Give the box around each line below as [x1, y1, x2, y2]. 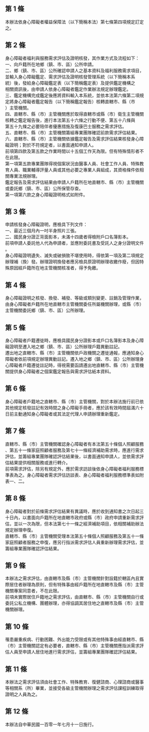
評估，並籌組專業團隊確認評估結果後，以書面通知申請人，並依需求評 [5, 453, 144, 459]
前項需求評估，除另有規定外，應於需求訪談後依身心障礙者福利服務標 [5, 466, 144, 471]
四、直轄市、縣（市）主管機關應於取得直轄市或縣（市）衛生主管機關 [5, 111, 144, 117]
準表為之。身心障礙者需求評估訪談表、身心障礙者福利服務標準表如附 [5, 472, 144, 478]
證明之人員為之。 [5, 691, 40, 697]
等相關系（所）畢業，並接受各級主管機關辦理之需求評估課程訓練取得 [5, 685, 144, 691]
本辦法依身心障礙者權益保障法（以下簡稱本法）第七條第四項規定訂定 [5, 19, 144, 25]
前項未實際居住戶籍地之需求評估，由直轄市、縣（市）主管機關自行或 [5, 594, 144, 600]
